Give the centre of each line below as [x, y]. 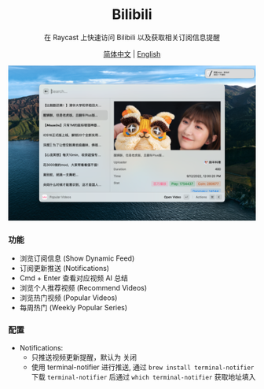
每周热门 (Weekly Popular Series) [73, 308]
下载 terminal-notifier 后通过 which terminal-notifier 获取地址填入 [143, 376]
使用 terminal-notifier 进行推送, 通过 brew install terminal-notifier [143, 367]
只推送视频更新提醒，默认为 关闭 [84, 357]
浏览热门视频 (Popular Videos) [68, 298]
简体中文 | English [132, 54]
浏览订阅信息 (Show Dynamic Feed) [77, 258]
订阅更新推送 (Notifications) [64, 269]
